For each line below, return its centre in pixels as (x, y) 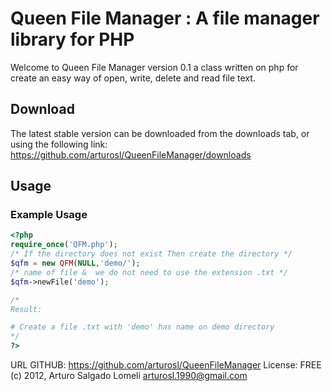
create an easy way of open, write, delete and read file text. (133, 78)
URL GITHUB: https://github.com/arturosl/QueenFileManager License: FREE (166, 365)
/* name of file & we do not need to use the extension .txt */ (149, 272)
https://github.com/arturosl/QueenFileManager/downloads (131, 154)
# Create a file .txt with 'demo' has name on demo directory (142, 327)
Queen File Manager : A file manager (165, 18)
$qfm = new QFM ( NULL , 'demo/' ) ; (75, 263)
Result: (26, 309)
